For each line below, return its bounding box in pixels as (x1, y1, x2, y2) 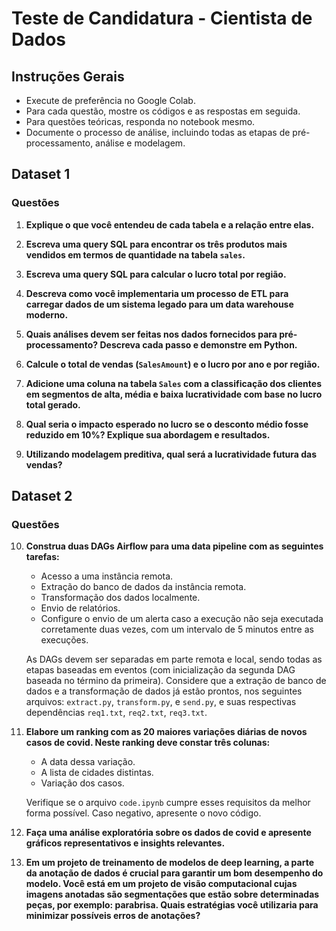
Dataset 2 (11, 488, 73, 505)
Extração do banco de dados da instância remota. (40, 581, 247, 593)
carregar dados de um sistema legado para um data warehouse (25, 298, 294, 310)
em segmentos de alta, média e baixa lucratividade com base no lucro (25, 388, 323, 400)
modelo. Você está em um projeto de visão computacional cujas (25, 878, 298, 890)
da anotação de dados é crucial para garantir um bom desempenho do (25, 867, 324, 879)
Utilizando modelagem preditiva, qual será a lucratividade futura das (25, 448, 318, 460)
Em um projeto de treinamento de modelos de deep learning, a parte (25, 857, 315, 869)
